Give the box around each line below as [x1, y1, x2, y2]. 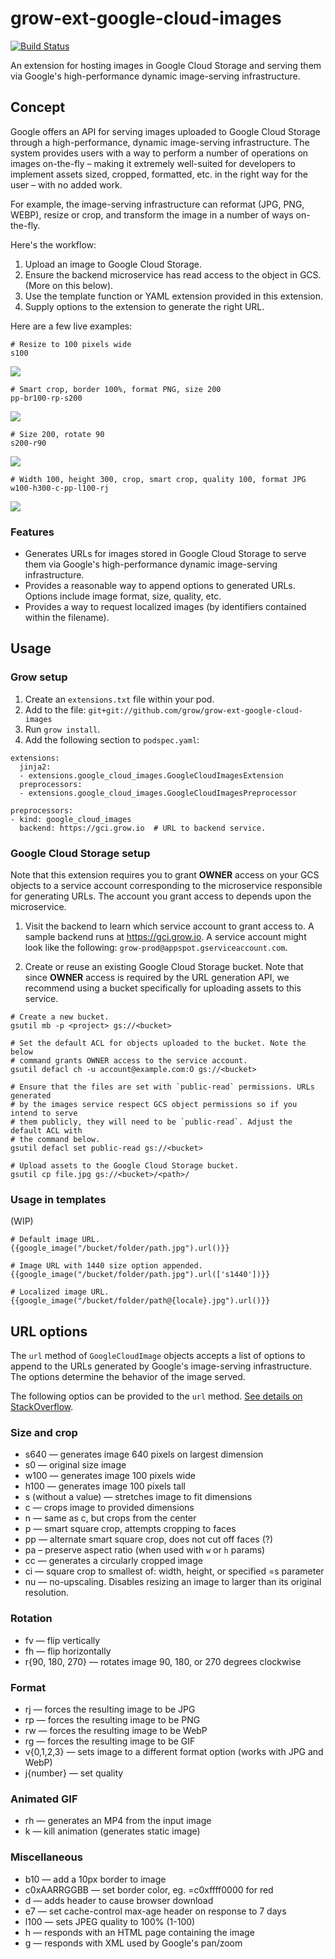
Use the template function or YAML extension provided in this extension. [24, 290, 323, 302]
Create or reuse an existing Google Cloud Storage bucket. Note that [24, 961, 304, 973]
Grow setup [10, 670, 68, 684]
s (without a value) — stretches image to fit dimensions [24, 1491, 253, 1503]
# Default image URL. [10, 1235, 101, 1245]
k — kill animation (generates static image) [24, 1825, 201, 1837]
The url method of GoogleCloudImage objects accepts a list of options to [10, 1350, 306, 1362]
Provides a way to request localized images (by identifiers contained [24, 601, 307, 613]
